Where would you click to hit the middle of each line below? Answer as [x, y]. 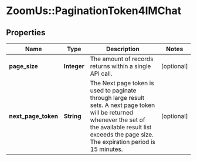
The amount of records [122, 59]
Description [123, 49]
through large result [117, 98]
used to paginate [113, 90]
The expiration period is [123, 142]
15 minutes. [106, 149]
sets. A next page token [123, 105]
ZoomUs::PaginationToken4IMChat [94, 11]
